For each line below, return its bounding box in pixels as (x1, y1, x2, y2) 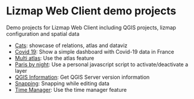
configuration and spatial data (6, 30, 80, 37)
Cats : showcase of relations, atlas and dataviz (14, 42, 128, 49)
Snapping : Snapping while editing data (14, 79, 110, 87)
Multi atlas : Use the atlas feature (14, 54, 95, 61)
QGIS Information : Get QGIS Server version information (14, 73, 150, 81)
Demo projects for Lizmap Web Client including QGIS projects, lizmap (6, 24, 177, 31)
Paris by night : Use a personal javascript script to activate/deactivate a (14, 61, 189, 68)
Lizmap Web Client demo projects (6, 4, 177, 18)
